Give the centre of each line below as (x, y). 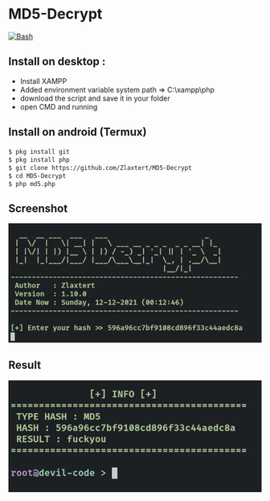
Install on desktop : (57, 62)
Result (25, 365)
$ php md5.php (32, 184)
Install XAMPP (43, 81)
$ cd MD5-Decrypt (37, 176)
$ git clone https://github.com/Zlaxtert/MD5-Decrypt (100, 168)
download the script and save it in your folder (95, 98)
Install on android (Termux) (78, 132)
